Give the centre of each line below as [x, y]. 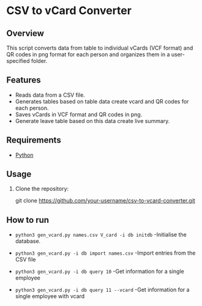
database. [28, 241]
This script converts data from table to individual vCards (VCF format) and [100, 48]
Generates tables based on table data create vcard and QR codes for [102, 101]
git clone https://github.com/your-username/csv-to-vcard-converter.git [105, 201]
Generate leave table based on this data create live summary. [92, 121]
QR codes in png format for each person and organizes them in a [88, 54]
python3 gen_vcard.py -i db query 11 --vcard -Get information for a [102, 290]
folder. [39, 61]
